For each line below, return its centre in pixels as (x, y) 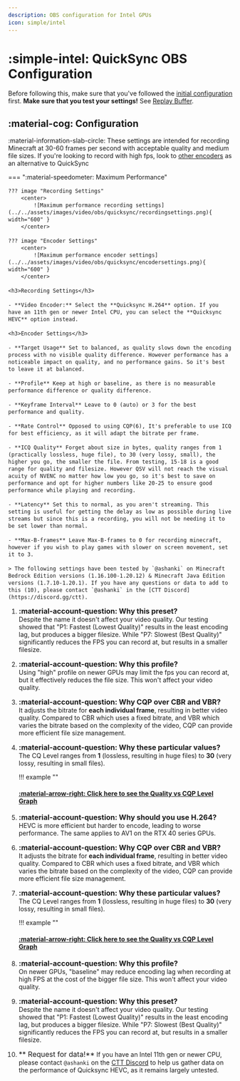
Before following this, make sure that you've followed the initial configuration (120, 93)
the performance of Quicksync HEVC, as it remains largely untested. (119, 1070)
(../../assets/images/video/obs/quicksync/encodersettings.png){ (107, 263)
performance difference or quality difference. (80, 391)
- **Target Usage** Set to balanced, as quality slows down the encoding (120, 348)
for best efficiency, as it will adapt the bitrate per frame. (104, 434)
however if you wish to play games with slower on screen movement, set (118, 548)
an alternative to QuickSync (49, 163)
